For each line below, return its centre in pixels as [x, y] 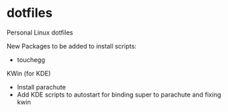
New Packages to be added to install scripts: [72, 46]
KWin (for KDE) [29, 73]
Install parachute [41, 87]
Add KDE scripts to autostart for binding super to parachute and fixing [119, 94]
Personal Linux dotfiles [40, 32]
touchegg [31, 60]
